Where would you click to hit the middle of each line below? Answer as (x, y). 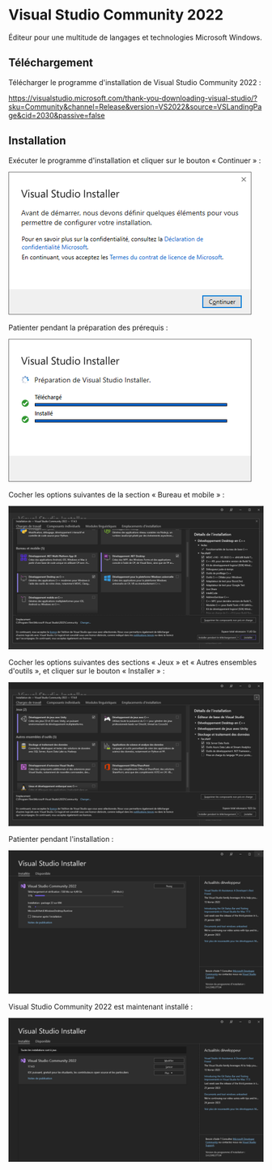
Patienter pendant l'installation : (61, 839)
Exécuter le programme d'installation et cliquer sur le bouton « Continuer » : (135, 160)
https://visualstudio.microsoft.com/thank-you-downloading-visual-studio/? (133, 98)
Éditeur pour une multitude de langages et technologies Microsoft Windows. (135, 37)
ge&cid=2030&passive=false (57, 115)
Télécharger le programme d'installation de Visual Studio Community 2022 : (135, 82)
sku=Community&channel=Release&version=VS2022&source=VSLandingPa (135, 106)
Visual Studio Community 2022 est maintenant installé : (101, 1007)
